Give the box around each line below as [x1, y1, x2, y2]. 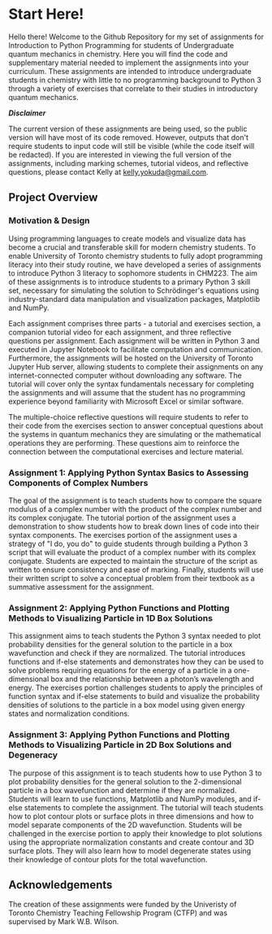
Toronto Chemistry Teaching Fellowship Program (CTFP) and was [8, 908, 228, 918]
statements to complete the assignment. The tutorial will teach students [24, 802, 264, 812]
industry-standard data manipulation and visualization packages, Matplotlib [8, 294, 261, 303]
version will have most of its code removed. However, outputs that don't [8, 132, 249, 142]
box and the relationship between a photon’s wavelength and [50, 674, 254, 684]
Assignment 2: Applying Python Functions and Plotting [8, 602, 230, 613]
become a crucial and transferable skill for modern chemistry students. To [8, 242, 256, 252]
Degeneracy [8, 749, 58, 761]
